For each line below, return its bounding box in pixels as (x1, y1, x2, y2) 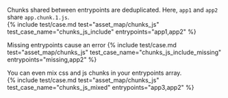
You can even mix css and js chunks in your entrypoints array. (7, 69, 182, 77)
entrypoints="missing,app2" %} (7, 56, 97, 64)
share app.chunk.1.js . (7, 13, 70, 21)
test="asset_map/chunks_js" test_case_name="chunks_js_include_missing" (7, 48, 222, 56)
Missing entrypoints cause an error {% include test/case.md (7, 41, 177, 49)
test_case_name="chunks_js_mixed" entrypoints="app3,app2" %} (7, 84, 194, 91)
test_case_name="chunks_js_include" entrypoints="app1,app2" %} (7, 27, 197, 36)
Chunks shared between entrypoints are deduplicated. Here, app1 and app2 (7, 6, 218, 14)
